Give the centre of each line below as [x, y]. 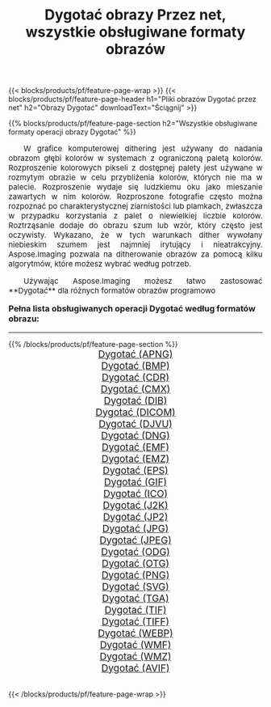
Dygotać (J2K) [135, 505]
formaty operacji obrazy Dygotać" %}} [73, 132]
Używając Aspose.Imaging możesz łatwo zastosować [143, 281]
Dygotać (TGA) [135, 598]
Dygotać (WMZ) [135, 656]
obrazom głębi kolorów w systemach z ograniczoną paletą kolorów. [135, 158]
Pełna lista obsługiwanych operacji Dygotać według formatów [132, 309]
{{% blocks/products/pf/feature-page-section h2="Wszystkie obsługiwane [133, 124]
